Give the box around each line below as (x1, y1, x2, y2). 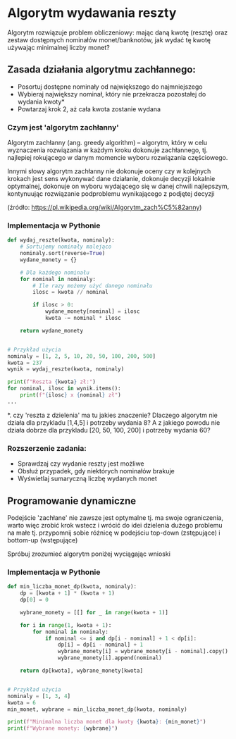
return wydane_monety (20, 327, 83, 334)
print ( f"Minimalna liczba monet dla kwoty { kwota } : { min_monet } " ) (7, 719, 206, 726)
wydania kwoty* (17, 97, 65, 106)
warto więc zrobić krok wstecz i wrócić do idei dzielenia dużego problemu (7, 521, 223, 529)
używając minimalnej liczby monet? (7, 43, 111, 51)
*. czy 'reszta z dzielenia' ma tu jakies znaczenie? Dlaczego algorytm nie (7, 411, 218, 419)
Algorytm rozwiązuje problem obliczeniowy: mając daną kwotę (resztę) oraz (7, 28, 228, 37)
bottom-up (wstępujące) (7, 535, 78, 544)
